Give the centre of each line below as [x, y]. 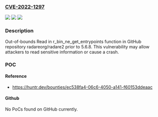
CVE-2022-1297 [25, 7]
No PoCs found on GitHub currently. [41, 109]
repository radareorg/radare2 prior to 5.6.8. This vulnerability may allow [77, 47]
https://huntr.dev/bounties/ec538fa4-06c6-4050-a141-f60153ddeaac [82, 87]
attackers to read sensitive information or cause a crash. [62, 52]
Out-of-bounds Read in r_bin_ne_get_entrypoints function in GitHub [73, 41]
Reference [16, 76]
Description [19, 31]
